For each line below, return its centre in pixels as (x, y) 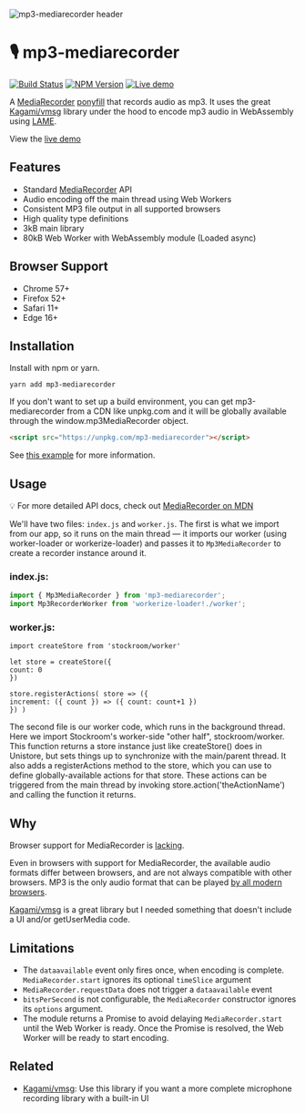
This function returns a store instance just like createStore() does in (136, 747)
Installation (42, 346)
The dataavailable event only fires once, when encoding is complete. (153, 970)
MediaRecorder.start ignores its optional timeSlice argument (137, 980)
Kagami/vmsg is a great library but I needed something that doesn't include (151, 910)
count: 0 (26, 670)
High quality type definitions (76, 218)
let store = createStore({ (61, 662)
